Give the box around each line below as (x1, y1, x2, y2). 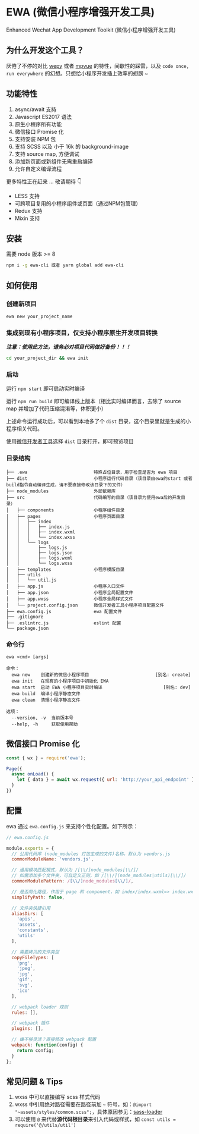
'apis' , (17, 916, 36, 922)
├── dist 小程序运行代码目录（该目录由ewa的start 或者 (6, 475, 192, 482)
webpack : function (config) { (11, 1042, 84, 1048)
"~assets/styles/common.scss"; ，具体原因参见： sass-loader (14, 1108, 163, 1116)
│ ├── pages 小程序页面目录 (6, 513, 125, 519)
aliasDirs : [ (11, 910, 44, 916)
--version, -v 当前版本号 (11, 715, 74, 721)
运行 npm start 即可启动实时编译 (6, 385, 85, 392)
